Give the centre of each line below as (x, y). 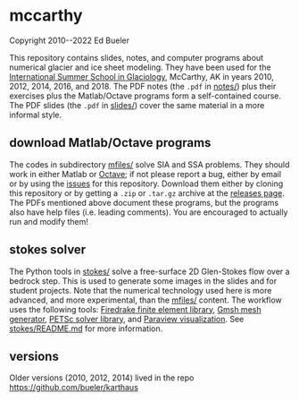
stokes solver (48, 250)
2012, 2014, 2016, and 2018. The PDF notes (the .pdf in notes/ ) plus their (143, 86)
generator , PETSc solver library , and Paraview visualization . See (127, 319)
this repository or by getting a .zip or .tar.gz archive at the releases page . (147, 192)
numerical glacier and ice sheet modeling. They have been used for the (140, 67)
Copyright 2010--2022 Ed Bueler (70, 40)
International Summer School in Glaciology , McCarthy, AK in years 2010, (141, 76)
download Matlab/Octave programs (110, 143)
